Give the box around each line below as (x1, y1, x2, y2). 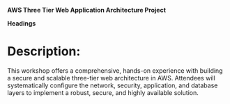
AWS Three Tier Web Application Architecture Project (7, 6, 166, 14)
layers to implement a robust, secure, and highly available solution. (7, 88, 199, 96)
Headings (7, 19, 36, 27)
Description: (7, 44, 81, 60)
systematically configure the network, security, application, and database (7, 81, 218, 89)
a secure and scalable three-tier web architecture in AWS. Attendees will (7, 73, 216, 82)
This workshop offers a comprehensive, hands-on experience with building (7, 66, 223, 75)
